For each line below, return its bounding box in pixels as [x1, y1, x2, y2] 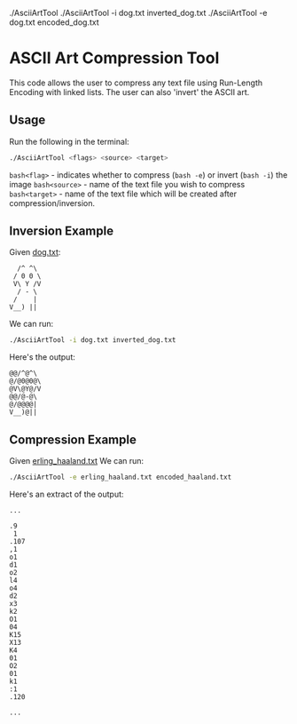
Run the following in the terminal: [9, 136, 130, 147]
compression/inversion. [9, 197, 96, 208]
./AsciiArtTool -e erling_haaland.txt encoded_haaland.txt [9, 473, 232, 482]
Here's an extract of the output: [9, 489, 124, 499]
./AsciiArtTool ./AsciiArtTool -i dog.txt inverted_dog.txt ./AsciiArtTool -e [9, 8, 268, 18]
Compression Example [9, 432, 137, 447]
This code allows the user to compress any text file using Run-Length [9, 77, 263, 88]
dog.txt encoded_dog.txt [9, 17, 99, 28]
